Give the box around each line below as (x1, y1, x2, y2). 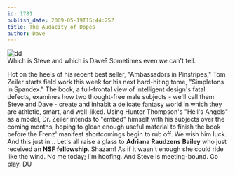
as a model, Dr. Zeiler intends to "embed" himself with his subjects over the (7, 115, 225, 124)
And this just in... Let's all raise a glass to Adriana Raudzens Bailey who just (7, 138, 227, 146)
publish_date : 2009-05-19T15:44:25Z (7, 17, 114, 24)
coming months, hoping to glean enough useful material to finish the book (7, 122, 221, 131)
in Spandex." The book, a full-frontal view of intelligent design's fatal (7, 85, 206, 93)
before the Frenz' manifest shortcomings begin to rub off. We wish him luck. (7, 130, 227, 138)
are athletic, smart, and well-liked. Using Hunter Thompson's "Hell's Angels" (7, 108, 229, 116)
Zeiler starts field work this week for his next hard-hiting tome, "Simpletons (7, 78, 224, 86)
